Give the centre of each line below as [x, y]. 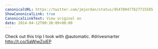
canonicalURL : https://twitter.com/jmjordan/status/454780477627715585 [79, 9]
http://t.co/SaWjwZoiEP [28, 42]
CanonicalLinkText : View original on [43, 18]
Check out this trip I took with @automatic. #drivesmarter [62, 37]
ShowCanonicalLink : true [30, 14]
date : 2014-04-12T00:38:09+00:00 [39, 23]
